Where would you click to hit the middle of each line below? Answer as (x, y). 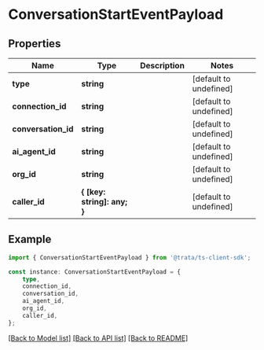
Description (162, 66)
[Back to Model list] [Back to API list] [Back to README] (98, 338)
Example (30, 239)
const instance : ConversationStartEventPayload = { (94, 272)
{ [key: (93, 192)
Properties (35, 44)
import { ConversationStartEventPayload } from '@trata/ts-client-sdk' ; (130, 257)
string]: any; (104, 202)
